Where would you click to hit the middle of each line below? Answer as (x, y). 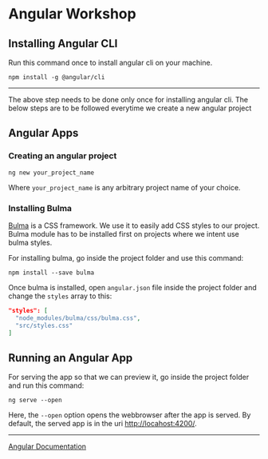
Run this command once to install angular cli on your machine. (110, 62)
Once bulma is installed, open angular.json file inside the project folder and (132, 287)
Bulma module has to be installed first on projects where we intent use (124, 233)
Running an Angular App (71, 358)
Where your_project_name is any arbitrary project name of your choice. (124, 187)
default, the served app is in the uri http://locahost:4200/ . (102, 424)
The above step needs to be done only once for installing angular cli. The (128, 100)
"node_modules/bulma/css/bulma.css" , (78, 318)
